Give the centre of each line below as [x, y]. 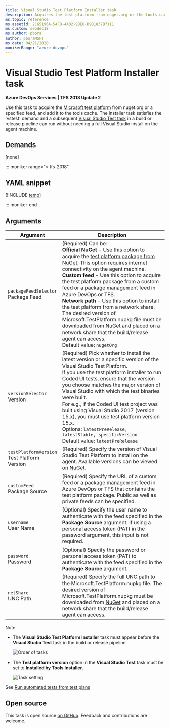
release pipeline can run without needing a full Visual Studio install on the [82, 123]
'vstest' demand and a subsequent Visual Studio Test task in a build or [78, 118]
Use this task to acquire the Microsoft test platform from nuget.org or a [79, 107]
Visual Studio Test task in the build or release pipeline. [70, 643]
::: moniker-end [21, 205]
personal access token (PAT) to [99, 556]
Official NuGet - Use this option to [103, 250]
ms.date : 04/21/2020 [27, 43]
